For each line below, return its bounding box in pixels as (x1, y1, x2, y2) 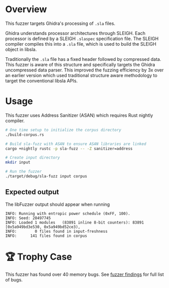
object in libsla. (5, 46, 37, 52)
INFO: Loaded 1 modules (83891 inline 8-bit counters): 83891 (5, 220, 144, 225)
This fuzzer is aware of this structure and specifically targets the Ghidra (5, 61, 155, 67)
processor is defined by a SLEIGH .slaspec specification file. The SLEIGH (5, 35, 159, 42)
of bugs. (5, 276, 23, 282)
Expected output (5, 188, 59, 196)
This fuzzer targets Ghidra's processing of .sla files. (5, 20, 116, 26)
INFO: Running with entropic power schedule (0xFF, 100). (5, 211, 130, 216)
